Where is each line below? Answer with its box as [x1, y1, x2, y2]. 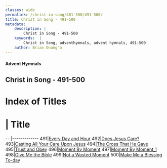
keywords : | [14, 36, 42, 41]
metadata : [5, 21, 26, 27]
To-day [5, 157, 20, 163]
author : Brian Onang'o [14, 45, 62, 50]
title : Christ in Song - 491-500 [5, 17, 76, 22]
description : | [14, 26, 47, 31]
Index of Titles [5, 96, 67, 107]
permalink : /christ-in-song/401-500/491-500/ [5, 12, 103, 17]
